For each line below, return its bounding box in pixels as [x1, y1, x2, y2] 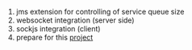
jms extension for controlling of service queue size [15, 7, 185, 16]
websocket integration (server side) [15, 15, 135, 25]
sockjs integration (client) [15, 24, 101, 33]
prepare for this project [15, 32, 94, 42]
